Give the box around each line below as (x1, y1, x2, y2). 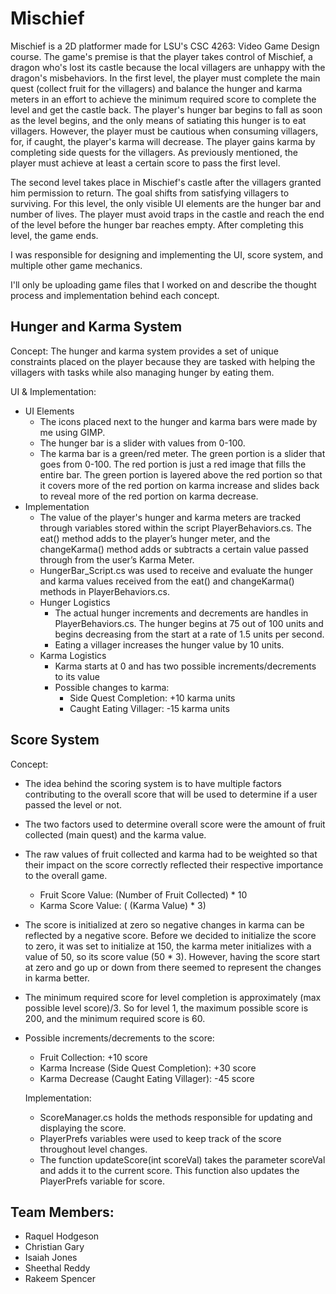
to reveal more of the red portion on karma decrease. (39, 490, 259, 502)
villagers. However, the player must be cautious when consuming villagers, (10, 125, 319, 137)
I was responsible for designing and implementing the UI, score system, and (10, 248, 324, 261)
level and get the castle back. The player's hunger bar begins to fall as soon (10, 103, 323, 116)
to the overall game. (24, 869, 108, 881)
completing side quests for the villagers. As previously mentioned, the (10, 146, 298, 158)
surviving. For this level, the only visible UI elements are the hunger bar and (10, 197, 322, 209)
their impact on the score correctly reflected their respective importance (24, 858, 324, 871)
